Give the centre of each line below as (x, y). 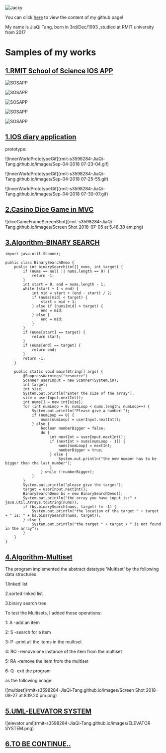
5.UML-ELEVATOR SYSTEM (48, 711)
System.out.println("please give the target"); (73, 485)
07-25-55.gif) (94, 179)
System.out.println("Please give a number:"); (81, 411)
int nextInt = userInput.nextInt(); (87, 437)
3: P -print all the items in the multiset (43, 642)
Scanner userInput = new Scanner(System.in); (71, 380)
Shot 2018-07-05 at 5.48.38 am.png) (106, 227)
